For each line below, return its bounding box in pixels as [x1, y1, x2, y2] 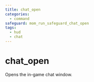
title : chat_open [5, 7, 41, 12]
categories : [5, 12, 30, 17]
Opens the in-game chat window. [5, 71, 72, 77]
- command [9, 16, 30, 21]
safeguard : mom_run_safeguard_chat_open [5, 20, 90, 26]
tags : [5, 25, 16, 30]
